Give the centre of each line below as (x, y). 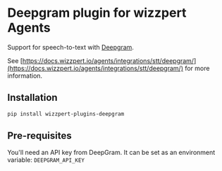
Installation (32, 98)
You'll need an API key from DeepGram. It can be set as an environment (111, 153)
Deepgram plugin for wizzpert (97, 13)
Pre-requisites (39, 136)
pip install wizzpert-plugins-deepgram (66, 114)
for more (197, 68)
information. (25, 76)
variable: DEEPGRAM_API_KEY (46, 160)
